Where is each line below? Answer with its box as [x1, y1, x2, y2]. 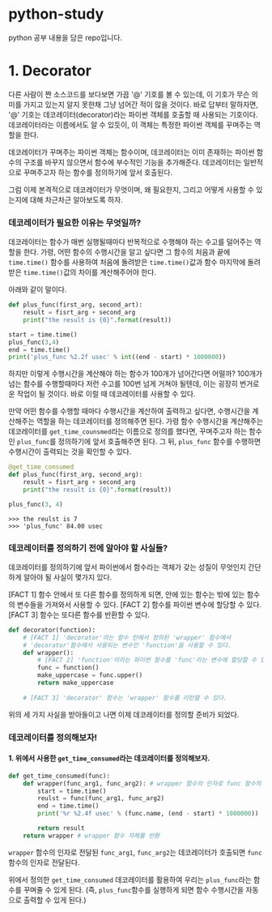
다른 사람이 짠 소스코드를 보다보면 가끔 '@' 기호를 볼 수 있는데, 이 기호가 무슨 [8, 89, 250, 99]
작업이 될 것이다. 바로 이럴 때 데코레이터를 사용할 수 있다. [16, 389, 196, 399]
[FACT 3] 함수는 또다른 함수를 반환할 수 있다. [8, 610, 151, 619]
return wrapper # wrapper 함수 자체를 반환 [23, 832, 160, 840]
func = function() [37, 664, 100, 672]
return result [37, 824, 85, 833]
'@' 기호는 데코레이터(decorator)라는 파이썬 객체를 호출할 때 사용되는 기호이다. [8, 109, 258, 119]
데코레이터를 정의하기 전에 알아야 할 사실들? [8, 542, 168, 554]
